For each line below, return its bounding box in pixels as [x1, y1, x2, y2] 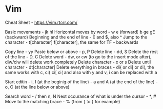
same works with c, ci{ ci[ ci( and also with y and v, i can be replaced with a [5, 69, 157, 75]
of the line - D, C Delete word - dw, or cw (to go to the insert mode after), [5, 54, 152, 59]
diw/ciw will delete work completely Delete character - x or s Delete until [5, 59, 151, 65]
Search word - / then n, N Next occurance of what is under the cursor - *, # [5, 93, 156, 99]
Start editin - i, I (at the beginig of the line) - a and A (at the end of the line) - [5, 79, 158, 85]
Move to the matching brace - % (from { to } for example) [5, 98, 121, 104]
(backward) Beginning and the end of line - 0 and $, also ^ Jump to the [5, 34, 147, 40]
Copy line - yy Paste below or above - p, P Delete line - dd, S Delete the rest [5, 49, 158, 54]
